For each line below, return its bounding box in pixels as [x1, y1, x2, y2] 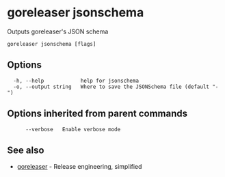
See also [7, 144, 44, 156]
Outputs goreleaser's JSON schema [7, 27, 109, 36]
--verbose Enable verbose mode [25, 126, 121, 133]
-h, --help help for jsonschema [13, 77, 139, 84]
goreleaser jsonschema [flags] [7, 40, 96, 47]
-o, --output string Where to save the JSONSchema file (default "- [13, 83, 219, 90]
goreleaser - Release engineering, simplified [16, 163, 142, 171]
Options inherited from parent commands [7, 108, 188, 120]
